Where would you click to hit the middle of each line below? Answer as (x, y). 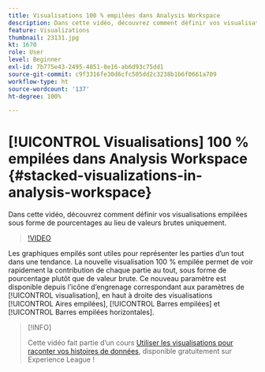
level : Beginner (35, 60)
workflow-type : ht (38, 81)
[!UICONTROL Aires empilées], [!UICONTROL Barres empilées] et (114, 304)
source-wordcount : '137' (49, 89)
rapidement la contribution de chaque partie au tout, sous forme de (118, 270)
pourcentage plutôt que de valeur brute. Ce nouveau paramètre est (117, 279)
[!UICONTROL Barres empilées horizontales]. (82, 312)
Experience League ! (61, 359)
